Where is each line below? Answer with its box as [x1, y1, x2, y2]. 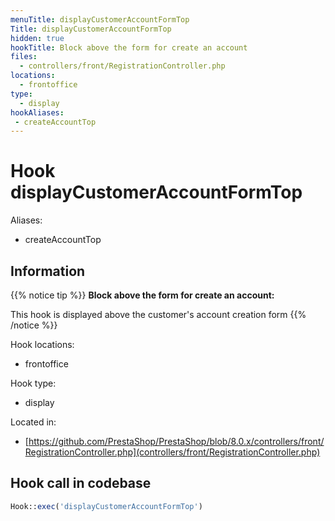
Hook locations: [10, 339, 75, 350]
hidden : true [10, 33, 65, 43]
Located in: [10, 416, 57, 428]
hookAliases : [10, 107, 65, 118]
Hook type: [10, 377, 57, 389]
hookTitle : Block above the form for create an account [10, 42, 248, 53]
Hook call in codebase [10, 475, 152, 492]
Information [10, 262, 86, 280]
